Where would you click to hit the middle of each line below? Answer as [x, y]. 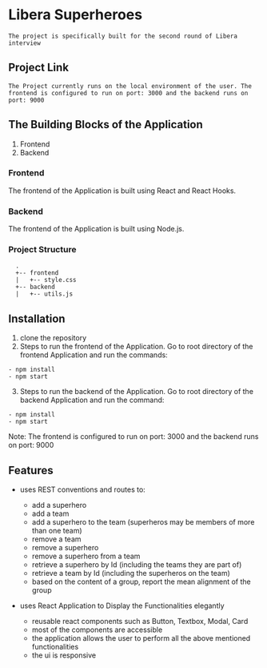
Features [31, 470]
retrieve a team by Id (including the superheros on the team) [131, 573]
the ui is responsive [64, 655]
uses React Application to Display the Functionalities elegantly [122, 606]
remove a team [56, 539]
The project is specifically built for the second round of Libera [123, 36]
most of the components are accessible [97, 630]
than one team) [57, 531]
